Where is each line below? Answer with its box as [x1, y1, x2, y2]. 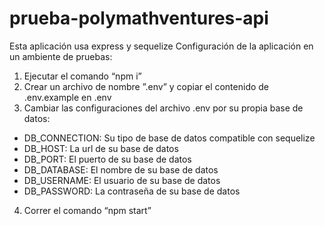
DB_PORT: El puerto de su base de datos [23, 153, 192, 165]
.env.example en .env [23, 91, 112, 103]
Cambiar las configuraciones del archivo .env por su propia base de [23, 102, 304, 114]
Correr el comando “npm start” [23, 204, 152, 216]
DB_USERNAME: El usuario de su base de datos [23, 174, 221, 186]
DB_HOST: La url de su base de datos [23, 142, 179, 154]
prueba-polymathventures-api [9, 7, 269, 30]
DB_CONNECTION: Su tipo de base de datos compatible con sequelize [23, 132, 316, 144]
